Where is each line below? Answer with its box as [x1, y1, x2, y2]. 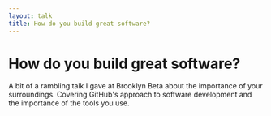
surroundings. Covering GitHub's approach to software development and [8, 90, 252, 100]
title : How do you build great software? [8, 19, 151, 28]
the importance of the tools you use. [8, 98, 130, 108]
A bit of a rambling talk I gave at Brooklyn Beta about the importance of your [8, 81, 264, 91]
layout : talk [8, 11, 53, 20]
